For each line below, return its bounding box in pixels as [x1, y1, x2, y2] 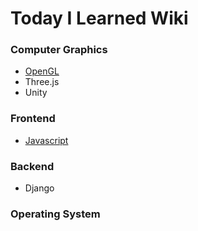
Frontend [10, 112, 56, 126]
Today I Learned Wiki [10, 7, 189, 30]
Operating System [10, 207, 101, 221]
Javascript [24, 134, 69, 146]
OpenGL [24, 65, 60, 77]
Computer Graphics [10, 43, 108, 57]
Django [24, 182, 55, 194]
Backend [10, 159, 55, 173]
